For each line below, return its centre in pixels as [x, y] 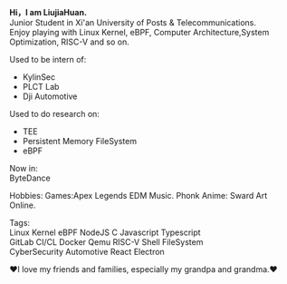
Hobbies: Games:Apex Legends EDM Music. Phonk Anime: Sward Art [139, 196]
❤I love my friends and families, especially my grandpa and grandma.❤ [143, 269]
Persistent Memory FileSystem [80, 141]
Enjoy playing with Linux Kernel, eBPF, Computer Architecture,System [139, 32]
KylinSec [39, 77]
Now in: [24, 168]
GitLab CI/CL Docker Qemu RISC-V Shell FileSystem [106, 242]
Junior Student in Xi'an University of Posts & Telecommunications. [133, 23]
